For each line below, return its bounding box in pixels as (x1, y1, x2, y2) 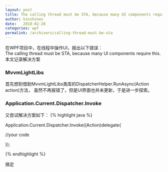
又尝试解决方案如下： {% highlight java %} (5, 112, 92, 118)
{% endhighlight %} (5, 151, 46, 157)
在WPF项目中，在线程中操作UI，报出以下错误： (5, 45, 103, 50)
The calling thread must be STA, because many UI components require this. (5, 50, 161, 56)
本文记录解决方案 (5, 56, 40, 62)
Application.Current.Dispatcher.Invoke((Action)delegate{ (5, 122, 121, 128)
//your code (5, 132, 29, 138)
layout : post (5, 7, 32, 12)
